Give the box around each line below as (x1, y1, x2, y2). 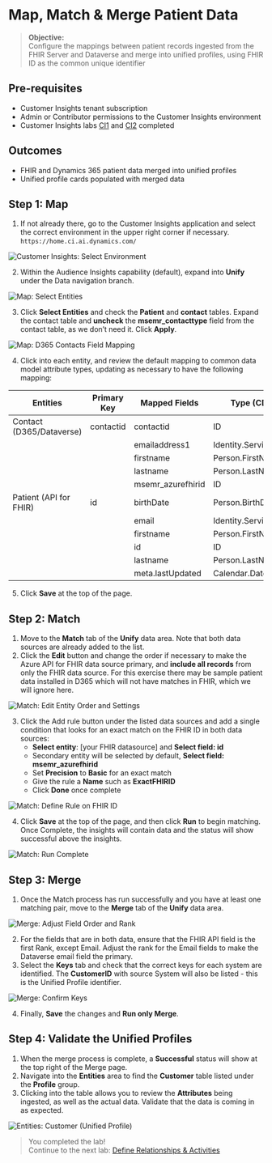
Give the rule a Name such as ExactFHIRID (32, 777, 176, 787)
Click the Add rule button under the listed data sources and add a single (19, 716, 261, 726)
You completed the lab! (28, 1136, 106, 1146)
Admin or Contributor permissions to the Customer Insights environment (19, 112, 261, 121)
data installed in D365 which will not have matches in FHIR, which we (19, 677, 251, 686)
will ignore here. (19, 685, 74, 695)
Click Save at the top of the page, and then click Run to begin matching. (19, 817, 261, 826)
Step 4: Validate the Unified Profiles (8, 1032, 193, 1046)
